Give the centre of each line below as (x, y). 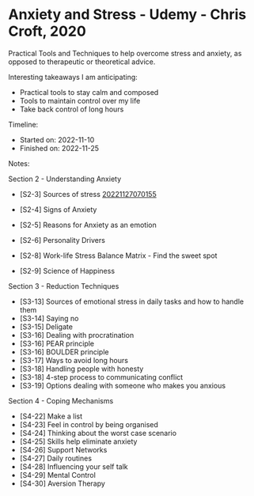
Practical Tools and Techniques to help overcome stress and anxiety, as (125, 53)
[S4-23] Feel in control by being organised (89, 424)
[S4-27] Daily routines (56, 458)
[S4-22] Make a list (51, 416)
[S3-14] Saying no (49, 318)
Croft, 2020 (47, 31)
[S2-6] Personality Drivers (62, 240)
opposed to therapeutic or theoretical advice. (82, 62)
